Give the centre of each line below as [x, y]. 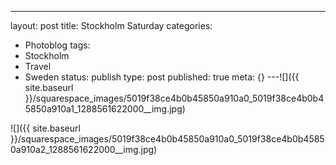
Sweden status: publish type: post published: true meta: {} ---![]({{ [162, 77]
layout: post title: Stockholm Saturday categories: [111, 25]
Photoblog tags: [57, 45]
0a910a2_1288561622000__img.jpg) [84, 149]
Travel [38, 66]
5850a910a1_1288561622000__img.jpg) [105, 109]
